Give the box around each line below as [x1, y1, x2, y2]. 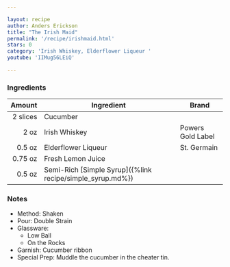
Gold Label [180, 131, 215, 141]
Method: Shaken [16, 209, 64, 218]
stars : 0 [7, 42, 32, 49]
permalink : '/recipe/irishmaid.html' [7, 35, 115, 42]
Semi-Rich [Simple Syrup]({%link [44, 165, 152, 175]
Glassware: [16, 224, 49, 233]
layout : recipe [7, 16, 51, 23]
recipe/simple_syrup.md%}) [44, 174, 133, 183]
